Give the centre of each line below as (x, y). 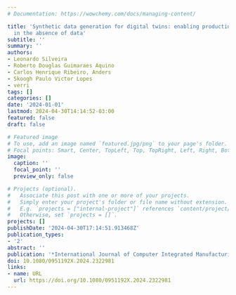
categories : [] (29, 98)
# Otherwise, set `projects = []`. (63, 215)
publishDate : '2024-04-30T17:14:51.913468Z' (73, 228)
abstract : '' (26, 248)
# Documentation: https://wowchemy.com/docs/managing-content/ (102, 14)
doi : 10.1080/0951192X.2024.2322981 (61, 261)
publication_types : (36, 235)
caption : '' (31, 163)
